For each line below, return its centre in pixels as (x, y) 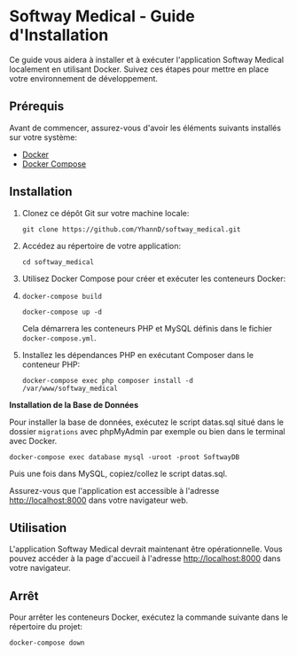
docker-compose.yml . (59, 338)
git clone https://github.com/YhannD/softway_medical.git (131, 229)
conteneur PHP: (51, 364)
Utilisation (38, 528)
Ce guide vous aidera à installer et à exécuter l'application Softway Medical (147, 59)
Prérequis (37, 107)
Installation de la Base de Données (74, 404)
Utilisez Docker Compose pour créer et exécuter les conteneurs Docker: (154, 278)
